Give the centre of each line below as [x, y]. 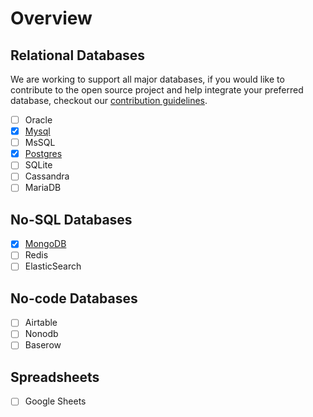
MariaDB [43, 188]
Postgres [43, 154]
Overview [51, 18]
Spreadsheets [55, 377]
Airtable [41, 323]
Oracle [38, 120]
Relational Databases [78, 55]
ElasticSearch [53, 266]
